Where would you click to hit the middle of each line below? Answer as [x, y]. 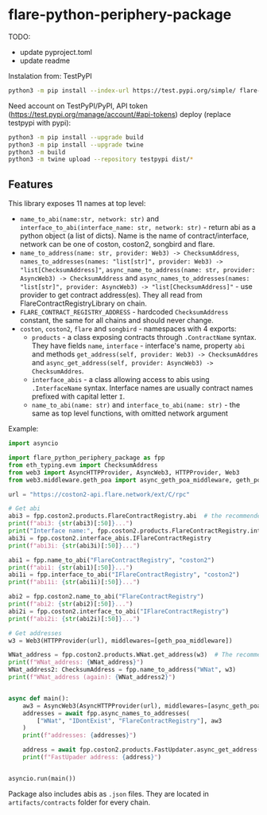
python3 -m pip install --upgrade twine [76, 145]
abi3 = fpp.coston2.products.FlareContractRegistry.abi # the [115, 516]
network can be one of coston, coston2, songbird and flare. [117, 244]
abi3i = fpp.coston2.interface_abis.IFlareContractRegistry [110, 538]
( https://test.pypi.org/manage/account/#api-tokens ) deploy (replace [120, 114]
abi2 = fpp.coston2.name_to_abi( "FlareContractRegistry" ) [106, 597]
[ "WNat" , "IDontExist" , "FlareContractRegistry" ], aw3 [130, 721]
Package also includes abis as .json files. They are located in [108, 794]
